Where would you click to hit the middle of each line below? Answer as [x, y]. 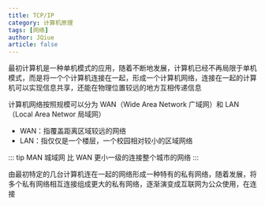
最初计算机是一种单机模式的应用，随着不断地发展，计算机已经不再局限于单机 [132, 68]
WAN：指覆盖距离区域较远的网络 [73, 131]
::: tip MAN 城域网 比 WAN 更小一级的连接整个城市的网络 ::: [104, 157]
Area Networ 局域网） [70, 114]
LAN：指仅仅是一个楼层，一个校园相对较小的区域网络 [106, 141]
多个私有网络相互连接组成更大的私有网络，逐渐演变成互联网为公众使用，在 [129, 184]
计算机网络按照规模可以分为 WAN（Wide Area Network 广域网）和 [116, 105]
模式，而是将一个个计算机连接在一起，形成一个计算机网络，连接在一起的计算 [132, 78]
